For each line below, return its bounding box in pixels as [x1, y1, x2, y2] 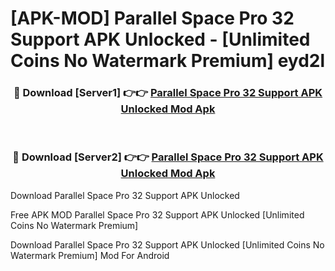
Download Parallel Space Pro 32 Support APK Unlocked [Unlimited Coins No [10, 238, 325, 251]
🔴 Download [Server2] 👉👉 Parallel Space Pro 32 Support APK [12, 150, 324, 164]
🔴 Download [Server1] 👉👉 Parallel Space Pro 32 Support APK [13, 86, 323, 100]
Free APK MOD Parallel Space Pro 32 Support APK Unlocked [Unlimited [10, 208, 305, 221]
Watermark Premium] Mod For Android [10, 249, 170, 261]
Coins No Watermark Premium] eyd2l [10, 50, 326, 72]
